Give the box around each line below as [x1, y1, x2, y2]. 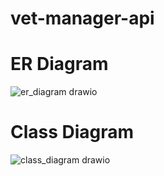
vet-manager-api [10, 7, 155, 30]
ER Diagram [10, 53, 109, 76]
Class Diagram [10, 121, 135, 144]
